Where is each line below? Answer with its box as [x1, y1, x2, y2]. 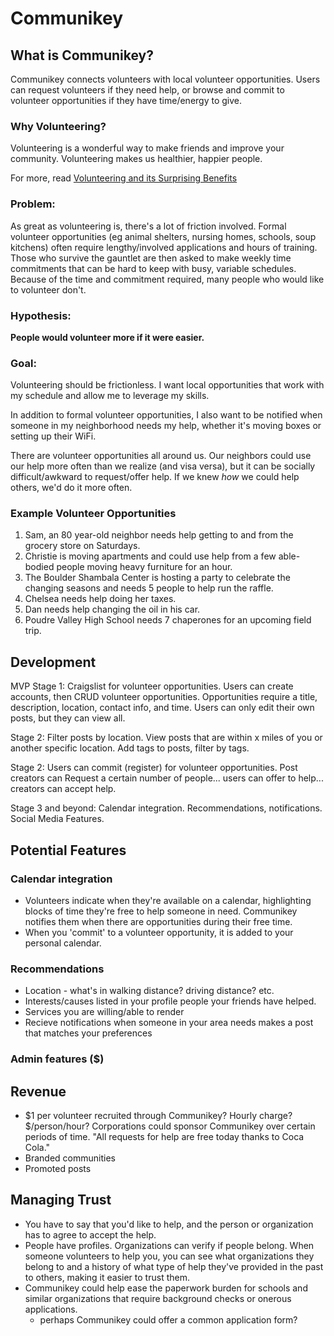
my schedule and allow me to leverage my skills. [10, 390, 210, 402]
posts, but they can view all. [10, 712, 126, 724]
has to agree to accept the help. [24, 1228, 157, 1241]
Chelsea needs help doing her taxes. [24, 593, 177, 605]
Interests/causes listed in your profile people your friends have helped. [24, 995, 317, 1007]
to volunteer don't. [10, 283, 87, 296]
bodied [24, 561, 55, 573]
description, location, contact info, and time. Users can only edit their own [10, 702, 315, 714]
